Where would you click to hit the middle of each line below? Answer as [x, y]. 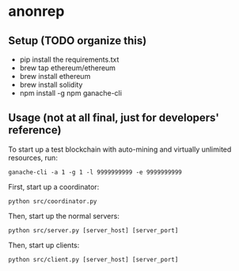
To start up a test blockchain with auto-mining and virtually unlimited [120, 149]
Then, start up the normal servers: [64, 216]
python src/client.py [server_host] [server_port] [93, 259]
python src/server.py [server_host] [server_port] [93, 230]
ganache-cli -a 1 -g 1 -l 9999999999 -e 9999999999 [95, 172]
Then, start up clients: [44, 245]
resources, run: [33, 157]
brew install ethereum [55, 76]
